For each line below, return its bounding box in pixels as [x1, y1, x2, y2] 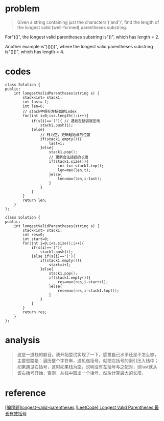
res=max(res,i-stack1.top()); [57, 288, 119, 293]
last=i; [48, 141, 65, 146]
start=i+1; [48, 262, 71, 267]
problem [5, 3, 40, 14]
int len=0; [23, 104, 45, 109]
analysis [5, 335, 40, 346]
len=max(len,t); [57, 168, 91, 173]
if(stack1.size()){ [48, 159, 89, 164]
